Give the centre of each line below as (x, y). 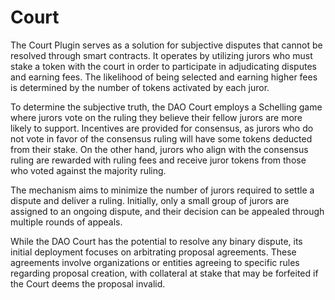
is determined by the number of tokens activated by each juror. (140, 87)
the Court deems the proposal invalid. (88, 283)
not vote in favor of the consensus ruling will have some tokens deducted (161, 138)
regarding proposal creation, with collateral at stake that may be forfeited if (164, 273)
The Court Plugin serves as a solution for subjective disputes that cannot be (166, 45)
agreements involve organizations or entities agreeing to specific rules (155, 262)
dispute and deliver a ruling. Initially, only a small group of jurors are (150, 200)
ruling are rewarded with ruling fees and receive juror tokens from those (158, 160)
